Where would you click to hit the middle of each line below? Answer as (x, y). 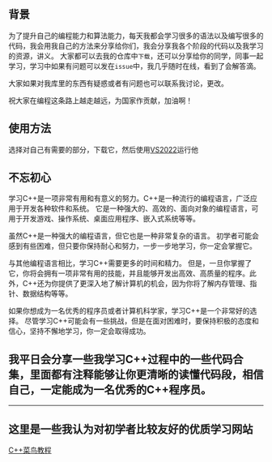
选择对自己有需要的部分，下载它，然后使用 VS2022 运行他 (104, 149)
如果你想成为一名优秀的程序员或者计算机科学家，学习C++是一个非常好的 (129, 311)
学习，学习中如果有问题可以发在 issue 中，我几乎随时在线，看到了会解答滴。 (134, 66)
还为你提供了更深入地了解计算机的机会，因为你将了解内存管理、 (143, 284)
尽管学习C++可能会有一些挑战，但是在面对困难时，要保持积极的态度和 (141, 321)
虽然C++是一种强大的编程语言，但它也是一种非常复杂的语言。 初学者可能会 (134, 236)
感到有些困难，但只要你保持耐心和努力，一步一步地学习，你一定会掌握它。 (132, 246)
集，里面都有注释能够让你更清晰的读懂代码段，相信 (136, 374)
